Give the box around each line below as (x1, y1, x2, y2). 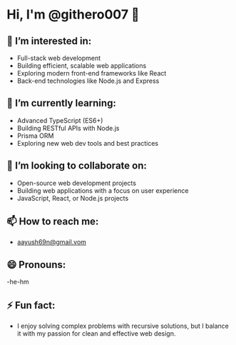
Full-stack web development (16, 54, 101, 62)
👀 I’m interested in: (6, 35, 92, 47)
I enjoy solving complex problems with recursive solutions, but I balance (16, 321, 229, 331)
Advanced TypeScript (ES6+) (16, 116, 103, 124)
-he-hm (6, 278, 29, 286)
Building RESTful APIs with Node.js (16, 124, 120, 132)
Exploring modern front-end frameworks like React (16, 69, 167, 77)
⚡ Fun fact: (6, 299, 56, 311)
